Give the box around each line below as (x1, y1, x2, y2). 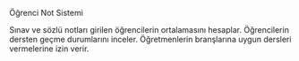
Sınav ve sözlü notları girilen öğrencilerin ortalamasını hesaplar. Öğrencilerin (9, 25, 289, 34)
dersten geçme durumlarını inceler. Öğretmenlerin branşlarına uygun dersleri (9, 34, 292, 44)
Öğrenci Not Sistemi (9, 8, 83, 18)
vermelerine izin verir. (9, 43, 90, 54)
